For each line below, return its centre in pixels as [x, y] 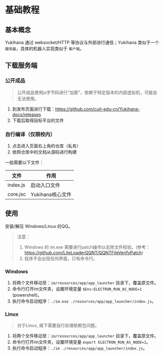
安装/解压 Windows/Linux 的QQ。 [39, 226]
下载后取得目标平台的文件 [38, 120]
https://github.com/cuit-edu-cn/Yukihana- [98, 109]
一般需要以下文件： [24, 162]
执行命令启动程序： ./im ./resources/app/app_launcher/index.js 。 [80, 348]
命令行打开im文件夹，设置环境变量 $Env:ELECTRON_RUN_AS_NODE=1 [77, 289]
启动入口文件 [45, 185]
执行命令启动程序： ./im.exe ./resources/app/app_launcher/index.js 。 [84, 301]
